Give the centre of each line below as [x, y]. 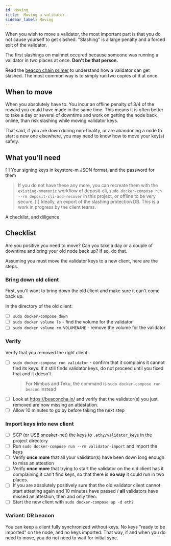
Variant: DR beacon [30, 516]
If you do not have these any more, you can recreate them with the [88, 185]
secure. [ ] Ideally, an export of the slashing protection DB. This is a [88, 201]
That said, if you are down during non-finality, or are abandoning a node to [84, 131]
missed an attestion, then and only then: [55, 497]
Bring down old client [32, 279]
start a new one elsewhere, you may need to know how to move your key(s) [85, 136]
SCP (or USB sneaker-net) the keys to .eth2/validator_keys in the [82, 435]
